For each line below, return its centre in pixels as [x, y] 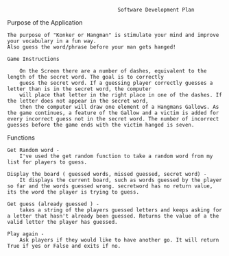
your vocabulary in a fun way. [52, 41]
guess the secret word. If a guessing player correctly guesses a [116, 83]
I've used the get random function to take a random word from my [116, 156]
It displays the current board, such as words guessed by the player [121, 180]
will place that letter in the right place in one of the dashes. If [121, 95]
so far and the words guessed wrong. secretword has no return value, [110, 186]
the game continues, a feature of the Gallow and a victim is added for [113, 113]
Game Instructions [33, 59]
